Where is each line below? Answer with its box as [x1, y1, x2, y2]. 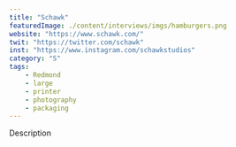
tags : [9, 63, 29, 72]
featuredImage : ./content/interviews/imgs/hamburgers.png [9, 21, 227, 30]
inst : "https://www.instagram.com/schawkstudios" [9, 46, 196, 55]
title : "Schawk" [9, 12, 69, 22]
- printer [25, 87, 62, 96]
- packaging [25, 104, 69, 112]
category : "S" [9, 54, 62, 63]
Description [9, 128, 51, 138]
